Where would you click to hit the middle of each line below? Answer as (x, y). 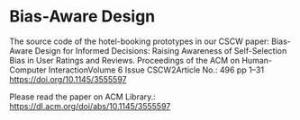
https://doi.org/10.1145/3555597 (68, 79)
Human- (257, 60)
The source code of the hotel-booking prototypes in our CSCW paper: (140, 41)
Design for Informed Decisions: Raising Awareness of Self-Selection (161, 50)
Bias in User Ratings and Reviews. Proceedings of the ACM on (125, 60)
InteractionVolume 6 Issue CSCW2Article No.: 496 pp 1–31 (156, 70)
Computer (28, 70)
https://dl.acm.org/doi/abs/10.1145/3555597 (90, 106)
